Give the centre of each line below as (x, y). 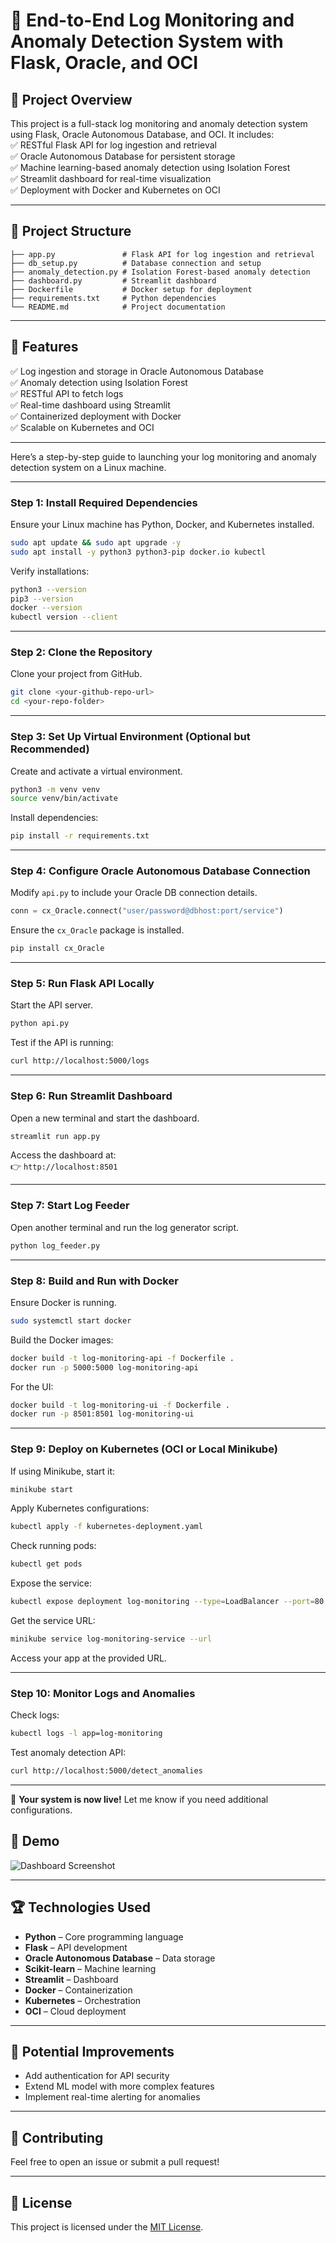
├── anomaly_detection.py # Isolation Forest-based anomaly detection (160, 272)
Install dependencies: (54, 818)
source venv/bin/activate (64, 799)
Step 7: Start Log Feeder (70, 1206)
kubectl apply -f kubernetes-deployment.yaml (106, 1527)
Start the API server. (51, 1005)
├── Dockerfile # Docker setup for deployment (131, 289)
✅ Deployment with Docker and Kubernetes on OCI (115, 190)
